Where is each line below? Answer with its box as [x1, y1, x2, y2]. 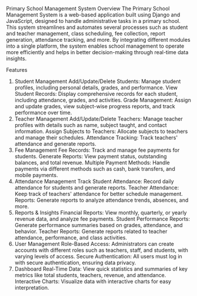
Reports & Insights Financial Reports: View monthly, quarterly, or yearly [14, 209, 187, 216]
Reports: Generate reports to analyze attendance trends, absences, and [14, 197, 189, 204]
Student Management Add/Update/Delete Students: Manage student [14, 78, 181, 85]
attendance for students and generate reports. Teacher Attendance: [14, 184, 179, 191]
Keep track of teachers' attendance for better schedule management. [14, 191, 183, 197]
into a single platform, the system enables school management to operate [6, 42, 185, 49]
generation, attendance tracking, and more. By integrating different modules [6, 36, 191, 43]
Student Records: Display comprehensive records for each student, [14, 91, 178, 97]
